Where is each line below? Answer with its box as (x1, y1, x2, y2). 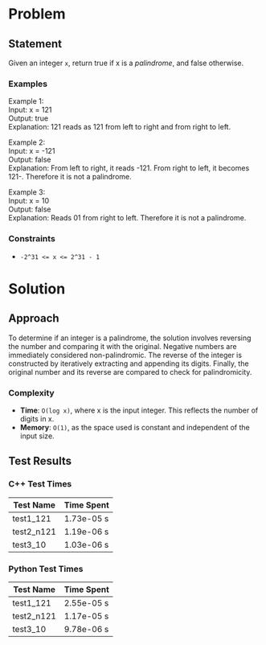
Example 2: (8, 138, 46, 147)
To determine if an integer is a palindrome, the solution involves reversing (8, 333, 252, 343)
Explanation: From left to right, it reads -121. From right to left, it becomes (8, 163, 250, 173)
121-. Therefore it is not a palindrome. (8, 172, 133, 182)
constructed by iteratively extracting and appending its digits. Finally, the (8, 359, 249, 368)
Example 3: (8, 187, 46, 197)
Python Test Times (8, 563, 84, 574)
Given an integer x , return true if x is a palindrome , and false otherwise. (8, 58, 243, 68)
